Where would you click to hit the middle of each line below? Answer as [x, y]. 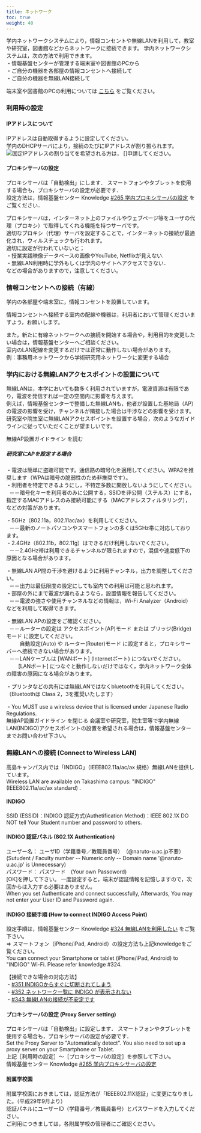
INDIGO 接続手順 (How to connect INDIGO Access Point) [77, 914]
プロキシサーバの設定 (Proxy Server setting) [61, 1014]
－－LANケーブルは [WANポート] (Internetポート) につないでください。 [96, 659]
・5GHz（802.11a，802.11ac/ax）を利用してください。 [73, 521]
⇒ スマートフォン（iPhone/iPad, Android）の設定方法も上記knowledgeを [97, 944]
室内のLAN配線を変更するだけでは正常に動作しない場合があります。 [90, 350]
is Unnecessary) [46, 864]
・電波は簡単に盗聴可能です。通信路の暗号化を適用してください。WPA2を [97, 470]
